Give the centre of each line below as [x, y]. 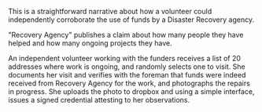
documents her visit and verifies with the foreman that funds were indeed [127, 75]
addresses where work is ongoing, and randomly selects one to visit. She [127, 67]
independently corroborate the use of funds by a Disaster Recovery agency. [131, 20]
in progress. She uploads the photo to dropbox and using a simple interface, [131, 92]
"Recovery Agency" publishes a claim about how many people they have [126, 35]
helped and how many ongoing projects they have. [90, 43]
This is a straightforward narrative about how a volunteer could [110, 11]
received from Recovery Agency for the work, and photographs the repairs [129, 83]
